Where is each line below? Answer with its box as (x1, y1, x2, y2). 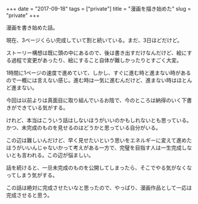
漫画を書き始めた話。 (6, 24, 58, 31)
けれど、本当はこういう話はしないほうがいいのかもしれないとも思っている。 (6, 117, 192, 123)
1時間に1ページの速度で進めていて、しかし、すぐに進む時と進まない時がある (6, 69, 191, 76)
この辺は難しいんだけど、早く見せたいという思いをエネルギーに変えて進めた (6, 137, 192, 144)
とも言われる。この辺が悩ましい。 (11, 152, 95, 158)
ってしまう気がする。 (6, 171, 58, 179)
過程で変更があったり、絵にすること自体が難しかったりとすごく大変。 (11, 57, 182, 63)
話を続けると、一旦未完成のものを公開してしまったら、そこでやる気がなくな (6, 164, 192, 171)
